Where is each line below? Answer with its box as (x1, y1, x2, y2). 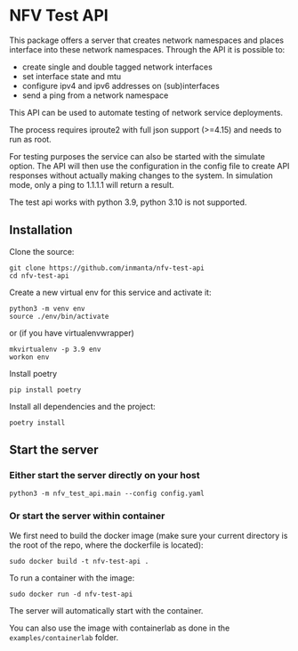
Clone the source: (9, 246, 75, 256)
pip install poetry (9, 385, 82, 395)
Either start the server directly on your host (9, 469, 200, 482)
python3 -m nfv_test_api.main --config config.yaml (9, 489, 205, 499)
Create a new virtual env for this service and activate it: (9, 287, 212, 297)
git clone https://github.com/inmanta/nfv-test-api (9, 264, 205, 273)
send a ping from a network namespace (21, 90, 169, 101)
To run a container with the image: (9, 572, 135, 583)
